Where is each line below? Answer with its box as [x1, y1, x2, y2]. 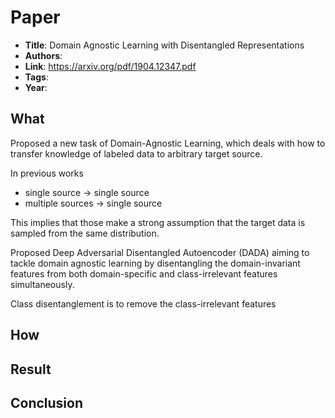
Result [10, 361, 52, 378]
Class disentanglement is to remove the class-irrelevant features [10, 297, 277, 310]
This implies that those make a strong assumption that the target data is [10, 216, 306, 228]
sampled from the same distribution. [10, 227, 160, 239]
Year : [24, 81, 48, 93]
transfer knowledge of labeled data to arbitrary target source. [10, 147, 263, 160]
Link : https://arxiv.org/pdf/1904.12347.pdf [24, 60, 197, 72]
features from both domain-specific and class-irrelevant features [10, 267, 278, 280]
